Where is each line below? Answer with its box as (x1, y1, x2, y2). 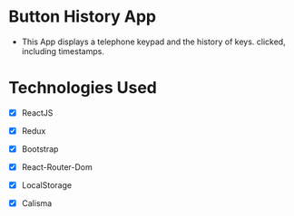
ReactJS (21, 107, 54, 118)
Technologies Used (8, 78, 158, 99)
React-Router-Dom (21, 162, 93, 173)
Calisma (21, 198, 53, 209)
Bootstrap (21, 144, 59, 155)
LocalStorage (21, 180, 73, 191)
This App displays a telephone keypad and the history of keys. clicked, (21, 36, 287, 47)
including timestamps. (21, 45, 105, 56)
